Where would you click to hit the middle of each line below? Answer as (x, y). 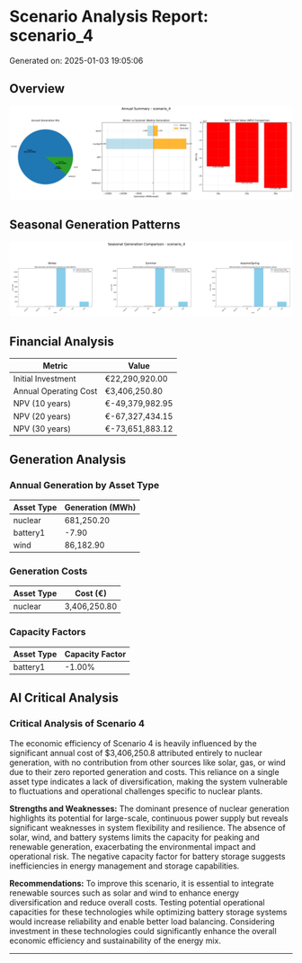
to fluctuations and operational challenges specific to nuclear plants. (136, 791)
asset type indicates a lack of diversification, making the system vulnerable (149, 781)
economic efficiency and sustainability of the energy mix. (115, 941)
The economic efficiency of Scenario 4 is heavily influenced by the (133, 743)
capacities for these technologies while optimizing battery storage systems (148, 912)
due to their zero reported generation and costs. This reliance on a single (145, 771)
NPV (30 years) (42, 428)
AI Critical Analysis (64, 698)
